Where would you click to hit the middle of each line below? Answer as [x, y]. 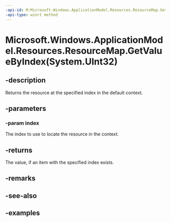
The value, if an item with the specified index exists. [60, 162]
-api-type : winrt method [32, 15]
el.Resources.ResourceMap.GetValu [84, 51]
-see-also [21, 196]
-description [25, 80]
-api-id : [15, 10]
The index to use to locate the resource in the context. [62, 134]
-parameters [26, 108]
